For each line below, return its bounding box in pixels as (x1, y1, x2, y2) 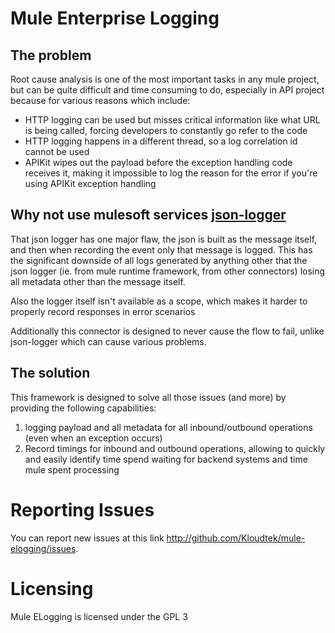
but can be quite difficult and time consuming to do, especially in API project (10, 84, 325, 96)
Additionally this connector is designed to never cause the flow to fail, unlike (10, 325, 325, 337)
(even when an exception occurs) (24, 432, 163, 444)
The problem (10, 47, 92, 64)
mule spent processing (24, 463, 120, 476)
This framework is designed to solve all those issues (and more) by (10, 391, 287, 403)
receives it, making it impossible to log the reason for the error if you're (24, 167, 318, 179)
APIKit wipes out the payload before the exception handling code (24, 157, 293, 168)
